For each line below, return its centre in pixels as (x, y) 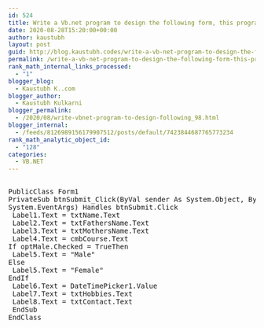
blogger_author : (35, 96)
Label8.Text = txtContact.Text (72, 302)
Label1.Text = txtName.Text (66, 216)
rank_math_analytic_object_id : (59, 140)
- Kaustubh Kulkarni (49, 103)
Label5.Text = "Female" (58, 271)
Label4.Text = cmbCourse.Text (70, 239)
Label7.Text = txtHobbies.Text (72, 294)
